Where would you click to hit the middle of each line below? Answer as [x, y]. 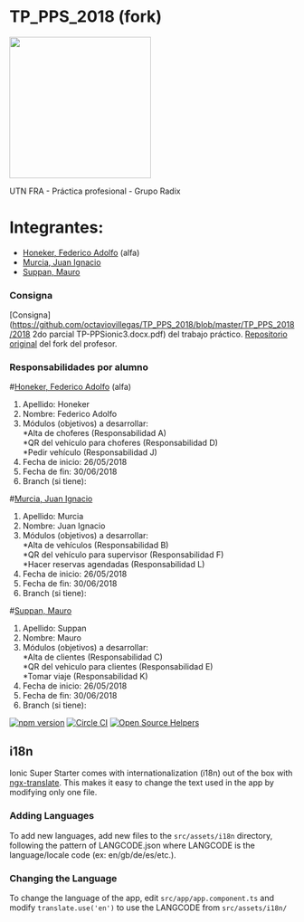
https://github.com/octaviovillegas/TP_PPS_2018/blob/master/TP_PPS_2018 [153, 325]
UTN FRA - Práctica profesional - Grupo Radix [95, 191]
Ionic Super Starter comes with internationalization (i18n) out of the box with [151, 773]
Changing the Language [63, 878]
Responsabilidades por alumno [79, 367]
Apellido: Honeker [56, 404]
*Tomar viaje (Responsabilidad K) [85, 677]
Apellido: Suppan [54, 628]
